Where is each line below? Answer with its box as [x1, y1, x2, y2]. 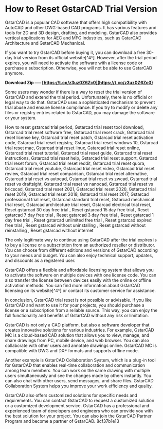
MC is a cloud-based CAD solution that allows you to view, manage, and [5, 332, 149, 338]
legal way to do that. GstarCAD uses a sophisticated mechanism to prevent [5, 99, 155, 105]
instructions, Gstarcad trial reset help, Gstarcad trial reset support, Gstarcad [5, 155, 158, 161]
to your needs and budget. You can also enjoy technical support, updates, [5, 252, 153, 258]
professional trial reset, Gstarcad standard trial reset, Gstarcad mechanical [5, 196, 155, 202]
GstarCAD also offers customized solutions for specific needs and [5, 392, 138, 398]
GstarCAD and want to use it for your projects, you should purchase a [5, 302, 145, 308]
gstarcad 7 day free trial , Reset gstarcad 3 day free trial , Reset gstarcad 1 [5, 212, 154, 218]
